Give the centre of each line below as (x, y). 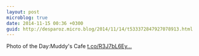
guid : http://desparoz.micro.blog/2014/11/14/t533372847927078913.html (99, 29)
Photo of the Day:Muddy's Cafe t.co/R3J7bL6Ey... (69, 46)
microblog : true (27, 18)
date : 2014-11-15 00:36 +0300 (45, 23)
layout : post (23, 12)
